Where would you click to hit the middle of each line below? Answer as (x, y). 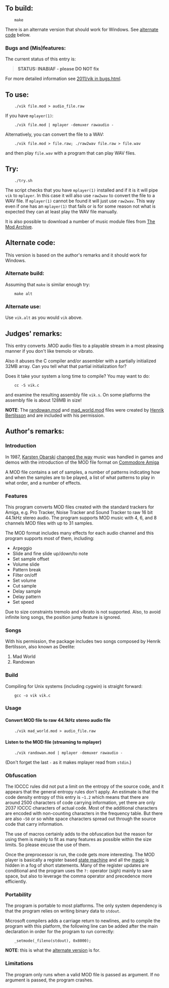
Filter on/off (25, 575)
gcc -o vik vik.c (33, 696)
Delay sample (27, 591)
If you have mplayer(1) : (30, 116)
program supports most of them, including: (50, 538)
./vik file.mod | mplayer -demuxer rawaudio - (64, 125)
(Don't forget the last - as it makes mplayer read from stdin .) (68, 762)
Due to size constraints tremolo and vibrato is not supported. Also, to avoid (83, 612)
